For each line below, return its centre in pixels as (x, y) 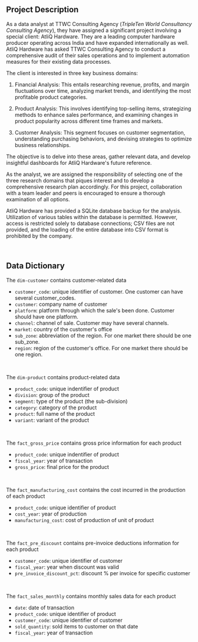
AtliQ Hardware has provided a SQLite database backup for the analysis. (94, 211)
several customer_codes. (45, 298)
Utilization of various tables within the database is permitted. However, (92, 217)
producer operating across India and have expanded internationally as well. (98, 43)
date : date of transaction (44, 607)
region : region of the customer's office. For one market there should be (101, 348)
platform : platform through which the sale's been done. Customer (95, 310)
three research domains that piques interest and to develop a (80, 180)
